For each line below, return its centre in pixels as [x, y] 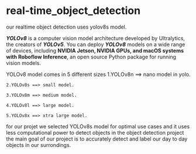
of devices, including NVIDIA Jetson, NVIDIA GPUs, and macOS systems [95, 50]
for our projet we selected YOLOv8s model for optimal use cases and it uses [98, 126]
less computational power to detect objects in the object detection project [95, 132]
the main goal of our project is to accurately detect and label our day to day [97, 139]
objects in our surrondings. [39, 145]
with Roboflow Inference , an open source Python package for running [91, 57]
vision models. [23, 63]
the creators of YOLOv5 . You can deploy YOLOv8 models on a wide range [96, 44]
